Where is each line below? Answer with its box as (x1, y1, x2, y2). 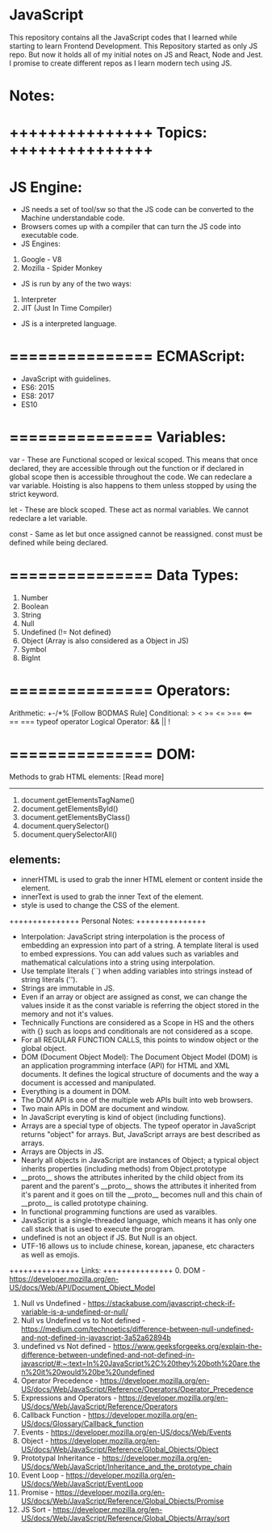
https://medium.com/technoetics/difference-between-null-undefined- (20, 1324, 254, 1334)
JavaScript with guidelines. (20, 374, 111, 384)
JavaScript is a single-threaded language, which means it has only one (20, 1215, 257, 1225)
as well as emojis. (20, 1249, 80, 1259)
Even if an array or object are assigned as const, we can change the (20, 991, 248, 1001)
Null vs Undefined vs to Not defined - (20, 1315, 146, 1325)
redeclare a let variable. (9, 514, 88, 524)
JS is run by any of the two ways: (20, 279, 132, 289)
